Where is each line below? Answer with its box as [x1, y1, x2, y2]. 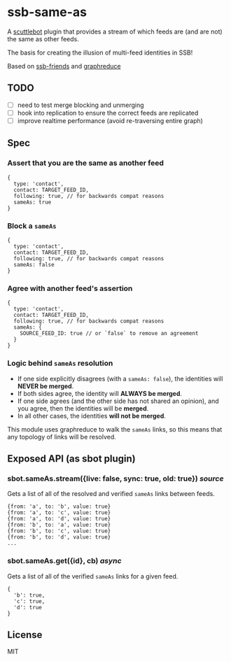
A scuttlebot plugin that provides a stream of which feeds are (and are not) [7, 27, 223, 36]
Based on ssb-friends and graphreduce [7, 62, 121, 70]
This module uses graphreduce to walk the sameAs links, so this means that [7, 425, 223, 434]
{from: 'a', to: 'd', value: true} [7, 516, 111, 523]
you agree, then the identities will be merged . [17, 404, 149, 413]
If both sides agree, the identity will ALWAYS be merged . [17, 389, 183, 397]
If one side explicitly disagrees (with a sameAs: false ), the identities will [17, 374, 223, 383]
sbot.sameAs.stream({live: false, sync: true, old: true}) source [7, 474, 224, 483]
